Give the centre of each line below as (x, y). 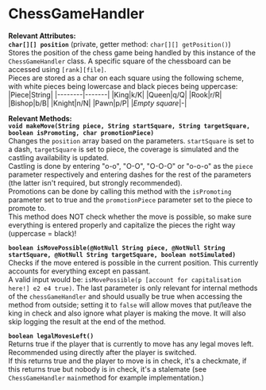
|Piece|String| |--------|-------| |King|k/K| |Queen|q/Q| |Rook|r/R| (115, 94)
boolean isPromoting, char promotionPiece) (81, 133)
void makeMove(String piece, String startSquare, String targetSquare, (129, 126)
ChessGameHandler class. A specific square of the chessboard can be (120, 61)
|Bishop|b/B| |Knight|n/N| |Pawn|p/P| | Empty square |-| (98, 103)
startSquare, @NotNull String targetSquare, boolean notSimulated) (122, 254)
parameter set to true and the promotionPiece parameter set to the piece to (130, 200)
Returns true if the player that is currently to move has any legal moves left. (131, 344)
